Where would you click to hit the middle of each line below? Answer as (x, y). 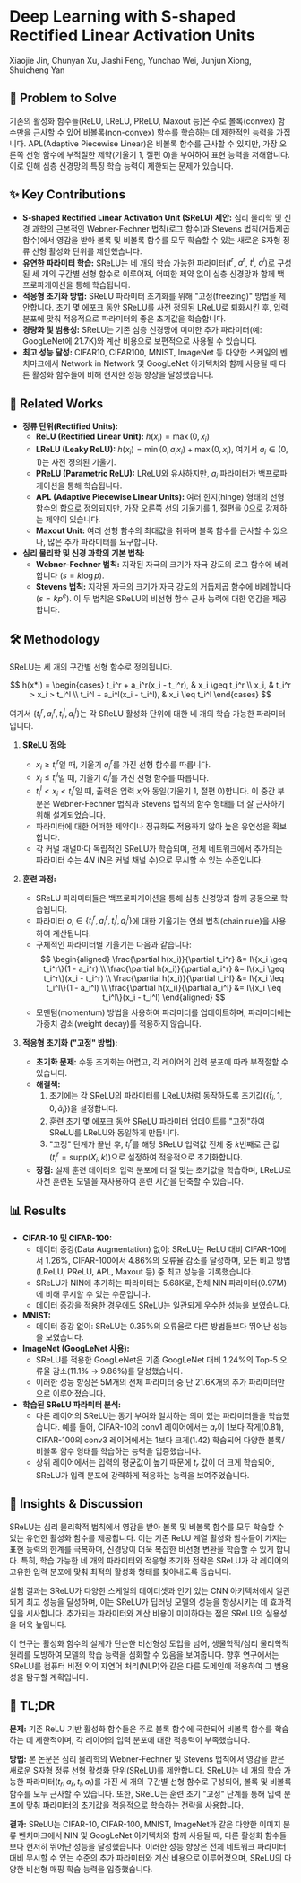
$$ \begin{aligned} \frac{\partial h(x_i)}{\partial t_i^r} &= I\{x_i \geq (163, 959)
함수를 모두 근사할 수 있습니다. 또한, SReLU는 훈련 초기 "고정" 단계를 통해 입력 (146, 1794)
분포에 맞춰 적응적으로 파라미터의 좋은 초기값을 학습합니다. (124, 319)
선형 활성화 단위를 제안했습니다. (87, 251)
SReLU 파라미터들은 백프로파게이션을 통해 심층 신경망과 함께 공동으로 (157, 898)
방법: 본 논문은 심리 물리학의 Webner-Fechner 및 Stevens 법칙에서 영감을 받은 (147, 1759)
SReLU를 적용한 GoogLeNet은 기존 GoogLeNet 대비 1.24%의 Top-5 (157, 1360)
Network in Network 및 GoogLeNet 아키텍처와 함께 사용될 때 (169, 363)
